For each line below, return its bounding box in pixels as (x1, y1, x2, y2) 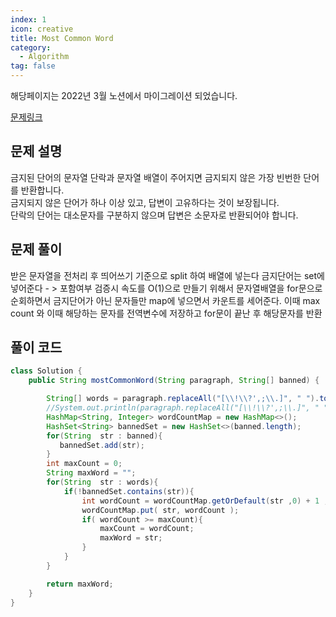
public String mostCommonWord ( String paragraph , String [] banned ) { (28, 376, 320, 386)
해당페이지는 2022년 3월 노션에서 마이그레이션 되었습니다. (10, 90, 238, 101)
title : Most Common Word (10, 33, 114, 43)
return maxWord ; (46, 579, 114, 589)
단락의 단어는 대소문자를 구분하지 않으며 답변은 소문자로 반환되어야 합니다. (10, 209, 299, 221)
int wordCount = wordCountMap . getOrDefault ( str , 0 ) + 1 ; (81, 496, 329, 506)
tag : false (10, 61, 56, 71)
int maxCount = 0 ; (46, 459, 123, 469)
